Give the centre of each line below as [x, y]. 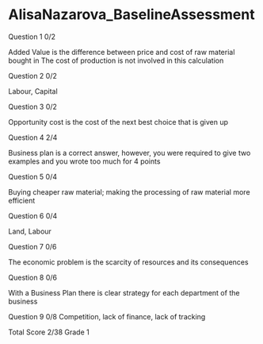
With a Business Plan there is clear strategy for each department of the [124, 292]
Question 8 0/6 [33, 277]
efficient [22, 200]
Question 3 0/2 [33, 106]
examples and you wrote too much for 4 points [84, 161]
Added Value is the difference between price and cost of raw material [122, 52]
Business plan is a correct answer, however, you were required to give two [130, 153]
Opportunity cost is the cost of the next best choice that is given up [118, 122]
